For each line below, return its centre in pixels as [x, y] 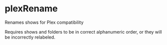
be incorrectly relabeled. [30, 37]
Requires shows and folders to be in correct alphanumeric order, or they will [83, 32]
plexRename [31, 9]
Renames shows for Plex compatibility [44, 22]
